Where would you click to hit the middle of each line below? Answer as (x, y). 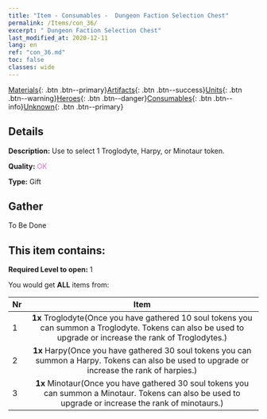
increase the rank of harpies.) (142, 371)
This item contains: (57, 250)
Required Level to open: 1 (50, 270)
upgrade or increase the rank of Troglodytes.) (142, 338)
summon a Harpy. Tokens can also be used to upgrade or (142, 360)
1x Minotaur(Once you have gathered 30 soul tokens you (142, 383)
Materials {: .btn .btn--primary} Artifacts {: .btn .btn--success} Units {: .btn (125, 90)
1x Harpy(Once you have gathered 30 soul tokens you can (142, 351)
